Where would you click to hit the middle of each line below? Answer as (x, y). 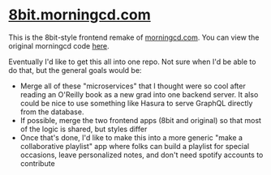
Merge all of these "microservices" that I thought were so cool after (133, 86)
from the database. (52, 112)
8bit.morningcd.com (80, 15)
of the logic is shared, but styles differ (84, 129)
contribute (37, 163)
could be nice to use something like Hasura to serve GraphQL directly (136, 103)
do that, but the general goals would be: (75, 70)
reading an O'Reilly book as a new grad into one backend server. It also (139, 94)
